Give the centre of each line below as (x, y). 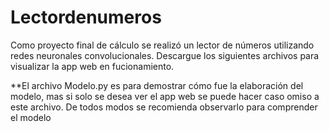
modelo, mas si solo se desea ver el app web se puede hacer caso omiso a (165, 96)
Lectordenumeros (86, 17)
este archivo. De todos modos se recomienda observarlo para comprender (164, 107)
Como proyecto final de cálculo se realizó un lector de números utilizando (162, 45)
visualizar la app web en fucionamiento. (92, 66)
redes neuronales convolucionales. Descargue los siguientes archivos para (165, 55)
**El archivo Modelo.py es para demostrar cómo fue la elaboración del (157, 85)
